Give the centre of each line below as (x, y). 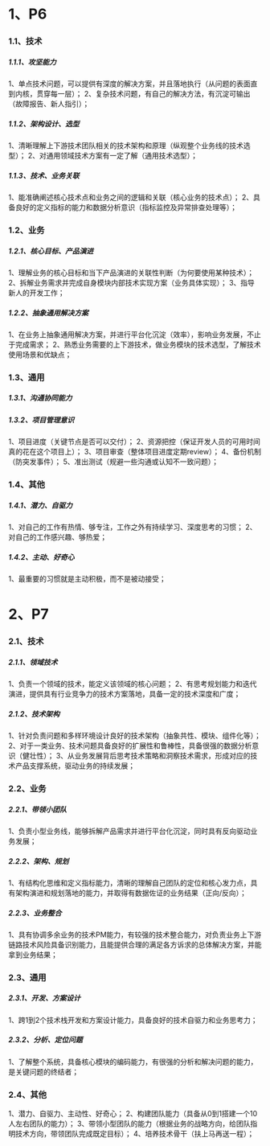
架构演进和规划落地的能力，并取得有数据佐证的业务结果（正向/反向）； (131, 893)
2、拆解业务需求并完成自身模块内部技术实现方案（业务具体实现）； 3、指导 (132, 282)
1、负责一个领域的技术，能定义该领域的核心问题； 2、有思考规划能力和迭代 (133, 684)
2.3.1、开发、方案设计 (45, 998)
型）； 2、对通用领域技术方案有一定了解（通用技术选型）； (103, 156)
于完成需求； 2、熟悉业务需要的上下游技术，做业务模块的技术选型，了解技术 (135, 344)
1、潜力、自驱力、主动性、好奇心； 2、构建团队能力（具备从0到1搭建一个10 (133, 1114)
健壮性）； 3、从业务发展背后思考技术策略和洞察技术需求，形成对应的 (136, 756)
